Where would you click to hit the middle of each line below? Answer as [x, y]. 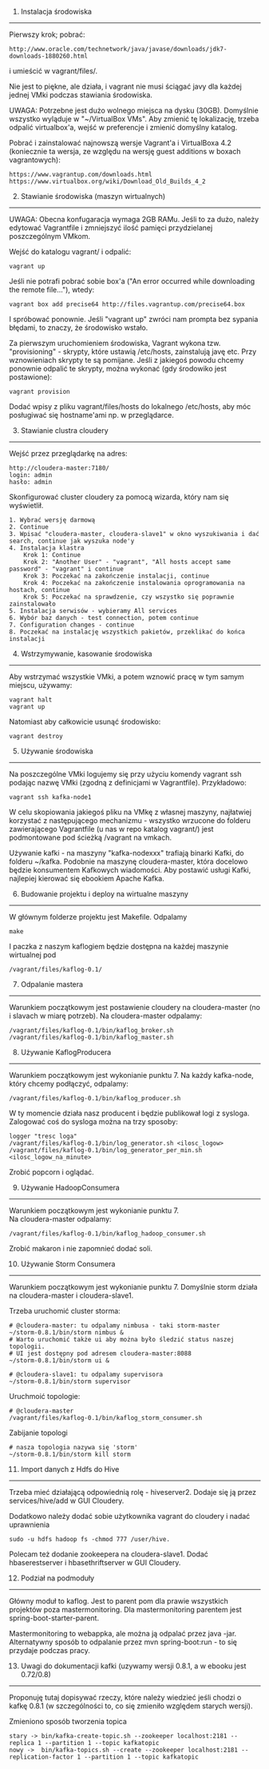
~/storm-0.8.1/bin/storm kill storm [70, 1454]
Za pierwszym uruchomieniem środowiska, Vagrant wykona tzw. [115, 343]
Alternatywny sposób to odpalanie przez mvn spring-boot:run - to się [123, 1642]
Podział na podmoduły [57, 1578]
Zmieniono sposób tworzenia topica [68, 1721]
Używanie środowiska [57, 751]
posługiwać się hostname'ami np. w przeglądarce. [92, 415]
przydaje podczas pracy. [50, 1650]
